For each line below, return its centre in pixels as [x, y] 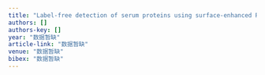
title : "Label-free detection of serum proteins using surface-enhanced [130, 15]
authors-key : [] [35, 30]
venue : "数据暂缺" [36, 52]
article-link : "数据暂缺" [49, 45]
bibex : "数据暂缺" [36, 59]
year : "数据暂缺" [34, 37]
